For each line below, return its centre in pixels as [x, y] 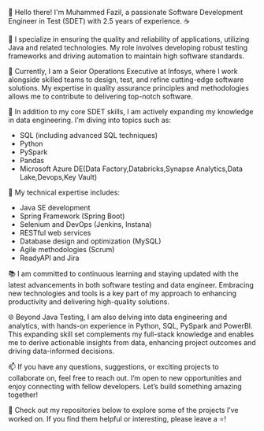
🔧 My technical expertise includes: [64, 192]
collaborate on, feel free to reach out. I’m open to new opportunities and [125, 378]
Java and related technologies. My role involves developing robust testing [128, 48]
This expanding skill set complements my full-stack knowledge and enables [131, 334]
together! [23, 395]
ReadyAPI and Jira [49, 258]
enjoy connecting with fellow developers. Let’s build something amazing [125, 386]
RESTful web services [55, 233]
